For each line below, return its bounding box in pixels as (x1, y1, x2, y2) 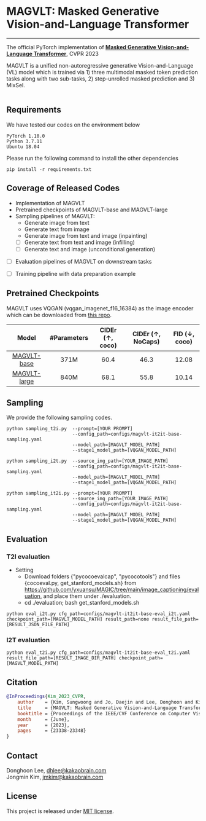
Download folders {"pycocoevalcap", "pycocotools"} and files (24, 573, 181, 580)
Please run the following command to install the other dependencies (6, 154, 179, 162)
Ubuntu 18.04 (6, 143, 40, 150)
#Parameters (50, 333, 89, 342)
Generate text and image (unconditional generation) (24, 245, 156, 253)
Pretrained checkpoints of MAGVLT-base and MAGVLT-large (15, 206, 169, 213)
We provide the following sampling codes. (6, 414, 112, 422)
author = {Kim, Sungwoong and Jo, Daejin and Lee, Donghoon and (17, 699, 193, 705)
